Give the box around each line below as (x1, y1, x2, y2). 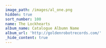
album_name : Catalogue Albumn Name (5, 26, 79, 31)
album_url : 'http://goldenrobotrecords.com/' (5, 30, 101, 35)
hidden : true (5, 12, 32, 17)
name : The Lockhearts (5, 21, 50, 26)
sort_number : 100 (5, 16, 41, 21)
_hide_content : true (5, 35, 48, 40)
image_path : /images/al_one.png (5, 7, 72, 12)
